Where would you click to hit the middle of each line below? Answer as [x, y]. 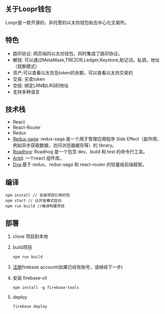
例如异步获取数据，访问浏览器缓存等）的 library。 [65, 145]
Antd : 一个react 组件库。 [38, 158]
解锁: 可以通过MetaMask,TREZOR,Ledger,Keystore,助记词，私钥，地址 [86, 60]
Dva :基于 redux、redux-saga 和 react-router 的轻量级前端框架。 [80, 165]
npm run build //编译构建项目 [35, 206]
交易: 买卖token [29, 79]
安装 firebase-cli [30, 278]
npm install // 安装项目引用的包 [38, 195]
